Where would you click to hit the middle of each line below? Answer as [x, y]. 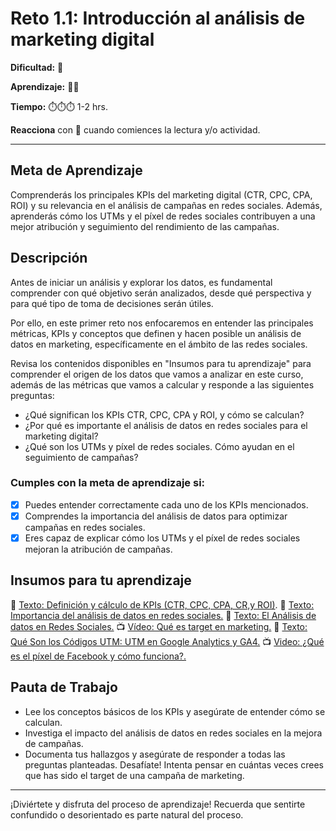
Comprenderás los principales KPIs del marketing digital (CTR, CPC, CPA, [161, 194]
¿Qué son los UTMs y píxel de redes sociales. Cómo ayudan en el [159, 446]
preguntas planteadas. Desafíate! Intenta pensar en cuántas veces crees [174, 764]
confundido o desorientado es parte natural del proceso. [127, 814]
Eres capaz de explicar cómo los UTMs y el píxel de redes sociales [162, 538]
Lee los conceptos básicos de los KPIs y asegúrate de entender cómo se [175, 711]
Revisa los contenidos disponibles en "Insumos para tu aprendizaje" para [161, 363]
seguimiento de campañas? [81, 457]
